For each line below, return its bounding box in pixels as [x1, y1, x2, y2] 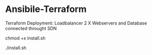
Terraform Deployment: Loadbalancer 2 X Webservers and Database [5, 20, 147, 26]
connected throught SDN [5, 25, 57, 31]
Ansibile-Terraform [5, 3, 87, 15]
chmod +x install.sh [5, 35, 46, 41]
